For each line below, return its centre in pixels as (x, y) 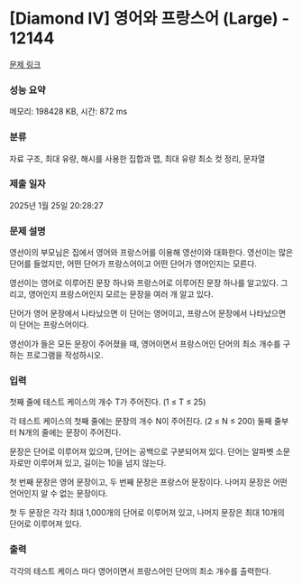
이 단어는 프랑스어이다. (49, 325)
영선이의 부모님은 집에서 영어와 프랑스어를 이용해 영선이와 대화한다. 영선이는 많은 (151, 253)
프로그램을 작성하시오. (64, 355)
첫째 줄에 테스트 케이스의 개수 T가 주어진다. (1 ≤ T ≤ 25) (108, 402)
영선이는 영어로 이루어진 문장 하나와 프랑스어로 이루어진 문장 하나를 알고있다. (144, 283)
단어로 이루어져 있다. (46, 524)
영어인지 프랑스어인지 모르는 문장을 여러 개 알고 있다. (121, 294)
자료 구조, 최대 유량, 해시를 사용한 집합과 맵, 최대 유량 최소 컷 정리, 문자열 (137, 158)
